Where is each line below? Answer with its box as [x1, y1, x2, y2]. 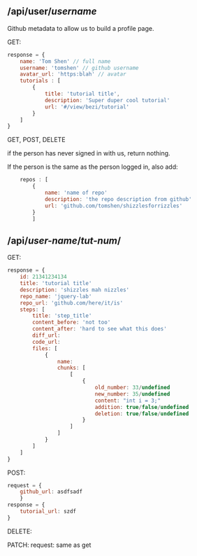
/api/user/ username [7, 6, 97, 18]
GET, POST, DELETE [7, 136, 66, 144]
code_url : [32, 338, 61, 345]
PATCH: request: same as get [7, 541, 92, 549]
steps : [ [20, 306, 45, 313]
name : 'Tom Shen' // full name [20, 57, 111, 65]
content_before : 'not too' [32, 319, 111, 326]
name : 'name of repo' [44, 189, 108, 197]
